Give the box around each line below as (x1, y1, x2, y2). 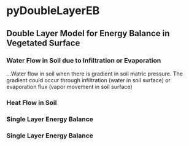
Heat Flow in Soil (6, 98, 57, 107)
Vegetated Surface (6, 37, 80, 48)
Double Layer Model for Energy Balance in (6, 28, 170, 39)
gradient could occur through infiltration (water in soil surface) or (6, 76, 171, 83)
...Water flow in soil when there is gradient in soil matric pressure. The (6, 70, 183, 77)
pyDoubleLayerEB (6, 4, 100, 18)
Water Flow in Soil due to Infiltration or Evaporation (6, 56, 161, 64)
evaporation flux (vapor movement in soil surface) (6, 83, 133, 90)
